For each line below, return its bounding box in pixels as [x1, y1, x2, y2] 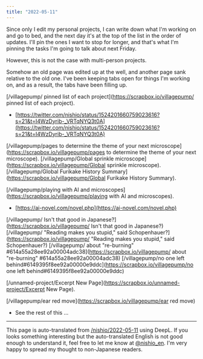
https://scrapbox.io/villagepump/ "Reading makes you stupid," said [8, 235, 175, 242]
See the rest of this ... [14, 309, 69, 316]
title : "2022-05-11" [6, 8, 59, 15]
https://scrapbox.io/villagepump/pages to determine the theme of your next [8, 148, 196, 156]
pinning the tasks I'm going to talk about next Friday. [6, 45, 137, 52]
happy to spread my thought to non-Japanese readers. [6, 346, 143, 353]
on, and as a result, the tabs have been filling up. [6, 81, 127, 88]
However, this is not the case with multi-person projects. [6, 56, 147, 64]
